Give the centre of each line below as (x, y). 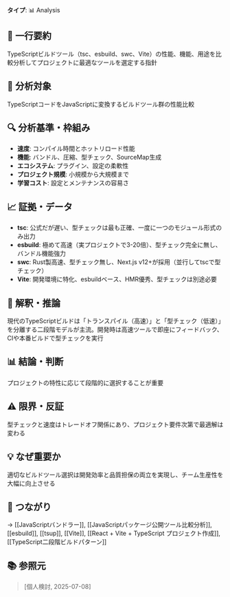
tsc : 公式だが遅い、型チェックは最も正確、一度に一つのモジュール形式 (116, 228)
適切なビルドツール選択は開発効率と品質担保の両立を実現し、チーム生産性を (115, 475)
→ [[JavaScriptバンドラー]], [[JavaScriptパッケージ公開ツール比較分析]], (110, 525)
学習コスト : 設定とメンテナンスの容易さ (73, 183)
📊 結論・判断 (35, 362)
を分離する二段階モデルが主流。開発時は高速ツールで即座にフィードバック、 (115, 329)
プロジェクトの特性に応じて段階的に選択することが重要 (85, 382)
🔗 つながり (29, 507)
